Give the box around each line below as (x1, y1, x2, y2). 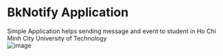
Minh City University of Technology (7, 34, 108, 42)
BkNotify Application (7, 5, 129, 20)
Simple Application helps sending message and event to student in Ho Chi (7, 27, 216, 35)
